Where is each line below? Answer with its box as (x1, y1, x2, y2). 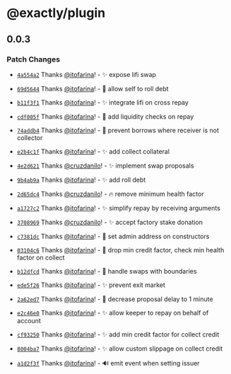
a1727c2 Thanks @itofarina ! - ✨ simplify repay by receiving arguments (16, 204, 220, 212)
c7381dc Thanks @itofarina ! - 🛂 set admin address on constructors (16, 232, 210, 240)
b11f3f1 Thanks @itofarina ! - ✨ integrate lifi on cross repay (16, 98, 189, 107)
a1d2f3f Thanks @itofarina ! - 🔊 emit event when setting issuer (16, 358, 200, 367)
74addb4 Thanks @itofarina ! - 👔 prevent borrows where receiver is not (16, 126, 220, 134)
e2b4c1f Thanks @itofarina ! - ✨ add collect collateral (16, 147, 170, 156)
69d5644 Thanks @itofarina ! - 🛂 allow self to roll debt (16, 84, 169, 93)
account (16, 316, 42, 325)
